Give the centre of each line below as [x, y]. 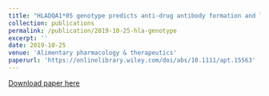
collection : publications [51, 23]
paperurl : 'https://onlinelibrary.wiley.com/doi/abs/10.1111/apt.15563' [132, 61]
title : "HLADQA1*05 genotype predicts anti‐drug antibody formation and [132, 16]
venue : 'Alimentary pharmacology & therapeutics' [93, 53]
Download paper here [44, 83]
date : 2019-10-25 [37, 46]
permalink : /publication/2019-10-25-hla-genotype [93, 30]
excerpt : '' [28, 38]
